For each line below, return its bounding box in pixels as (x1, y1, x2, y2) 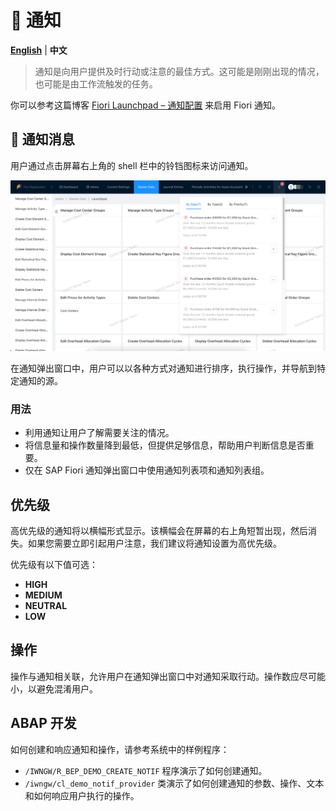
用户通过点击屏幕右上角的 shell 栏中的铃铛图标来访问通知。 (10, 159, 254, 171)
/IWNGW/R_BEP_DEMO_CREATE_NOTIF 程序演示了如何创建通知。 (24, 764, 268, 776)
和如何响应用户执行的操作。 (24, 789, 140, 801)
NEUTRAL (24, 600, 68, 612)
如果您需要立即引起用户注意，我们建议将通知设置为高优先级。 (27, 537, 282, 550)
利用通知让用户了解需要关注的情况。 (24, 427, 175, 439)
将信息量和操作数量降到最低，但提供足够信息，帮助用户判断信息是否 (24, 439, 306, 451)
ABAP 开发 (10, 715, 77, 732)
